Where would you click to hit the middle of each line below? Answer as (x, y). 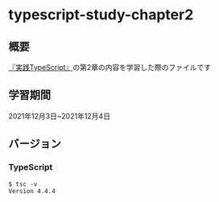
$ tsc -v (23, 184)
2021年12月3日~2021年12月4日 (60, 116)
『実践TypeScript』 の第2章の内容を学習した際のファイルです (110, 67)
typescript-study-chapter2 (101, 15)
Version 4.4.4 (32, 191)
